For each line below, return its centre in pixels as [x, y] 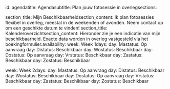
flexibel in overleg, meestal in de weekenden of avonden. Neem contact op [84, 23]
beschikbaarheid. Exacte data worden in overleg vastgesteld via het [77, 39]
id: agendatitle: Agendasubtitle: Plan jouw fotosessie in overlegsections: [81, 7]
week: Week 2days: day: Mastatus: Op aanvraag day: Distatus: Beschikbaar [85, 70]
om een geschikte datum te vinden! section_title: [56, 28]
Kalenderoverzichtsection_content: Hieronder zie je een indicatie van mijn [83, 33]
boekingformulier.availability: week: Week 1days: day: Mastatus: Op [76, 44]
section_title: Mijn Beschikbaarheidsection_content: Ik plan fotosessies [80, 17]
